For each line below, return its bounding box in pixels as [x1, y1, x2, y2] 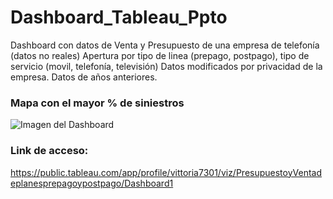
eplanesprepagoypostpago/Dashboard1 [10, 177, 174, 189]
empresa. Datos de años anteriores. [10, 71, 158, 83]
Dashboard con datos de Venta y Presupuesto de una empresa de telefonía [10, 39, 320, 51]
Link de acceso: [10, 144, 89, 158]
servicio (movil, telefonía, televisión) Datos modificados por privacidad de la [10, 60, 323, 72]
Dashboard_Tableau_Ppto [10, 6, 228, 29]
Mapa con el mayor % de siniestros [10, 96, 185, 110]
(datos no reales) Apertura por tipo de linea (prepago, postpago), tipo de [10, 49, 310, 61]
